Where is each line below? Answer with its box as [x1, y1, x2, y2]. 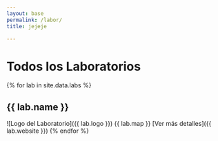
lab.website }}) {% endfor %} [6, 127, 89, 135]
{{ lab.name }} [6, 101, 70, 113]
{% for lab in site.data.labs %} [6, 81, 92, 89]
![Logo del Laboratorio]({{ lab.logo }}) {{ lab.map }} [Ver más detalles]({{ [6, 120, 212, 128]
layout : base [6, 10, 44, 17]
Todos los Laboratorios [6, 58, 141, 74]
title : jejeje [6, 23, 48, 30]
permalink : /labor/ [6, 17, 63, 23]
